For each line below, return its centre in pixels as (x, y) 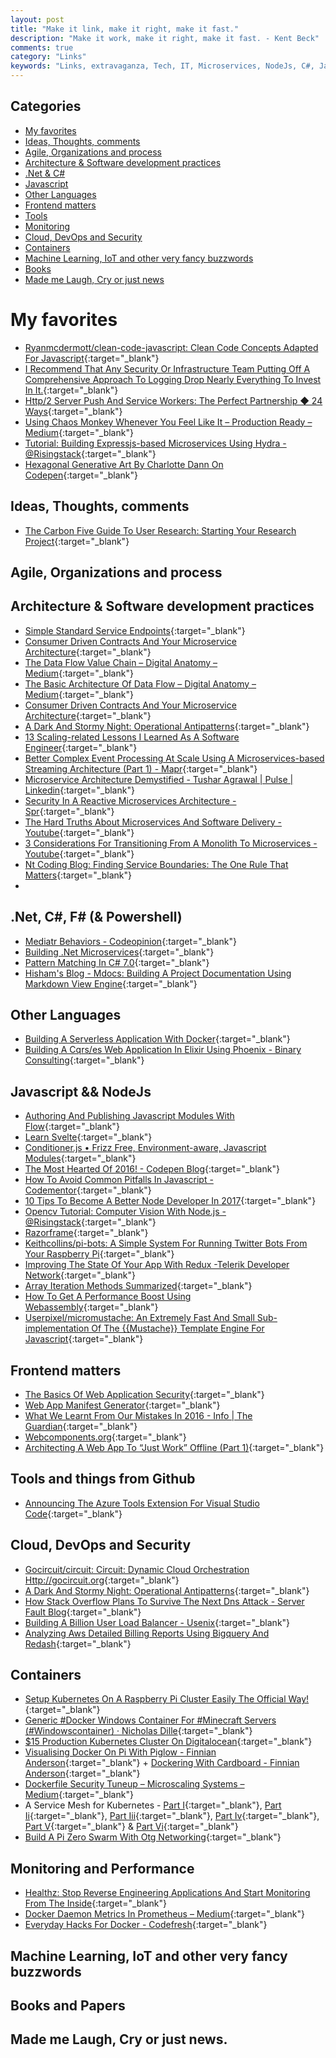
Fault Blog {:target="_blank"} (83, 1612)
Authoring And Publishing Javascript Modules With (129, 1116)
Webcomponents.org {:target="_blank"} (105, 1437)
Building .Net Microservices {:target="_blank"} (119, 952)
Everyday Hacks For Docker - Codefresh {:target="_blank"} (146, 1925)
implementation (57, 1328)
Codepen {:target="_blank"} (81, 475)
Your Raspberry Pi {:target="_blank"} (99, 1254)
